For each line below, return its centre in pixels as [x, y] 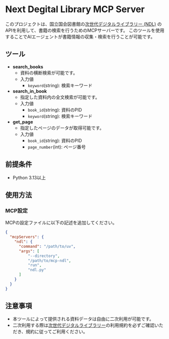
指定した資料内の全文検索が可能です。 [60, 97]
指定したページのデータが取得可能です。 [62, 128]
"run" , [35, 265]
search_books [28, 66]
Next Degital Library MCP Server [75, 9]
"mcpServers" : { [27, 237]
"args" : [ [29, 251]
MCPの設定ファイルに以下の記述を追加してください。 [61, 223]
